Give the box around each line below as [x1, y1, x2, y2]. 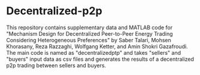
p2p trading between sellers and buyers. [6, 61, 107, 69]
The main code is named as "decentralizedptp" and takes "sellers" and [6, 49, 181, 56]
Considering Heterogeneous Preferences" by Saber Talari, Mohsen [6, 36, 172, 43]
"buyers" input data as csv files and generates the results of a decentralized [6, 55, 195, 62]
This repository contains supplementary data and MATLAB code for [6, 24, 172, 31]
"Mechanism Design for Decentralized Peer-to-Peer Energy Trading [6, 30, 173, 37]
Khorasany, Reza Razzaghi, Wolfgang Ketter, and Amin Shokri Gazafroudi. [6, 43, 188, 50]
